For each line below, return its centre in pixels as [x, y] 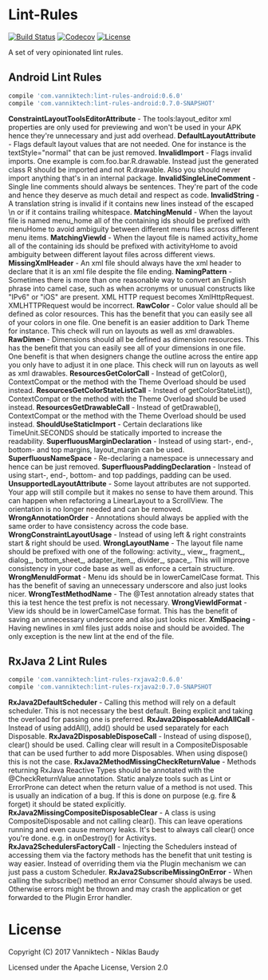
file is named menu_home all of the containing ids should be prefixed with [129, 220]
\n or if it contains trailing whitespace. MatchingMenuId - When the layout [130, 212]
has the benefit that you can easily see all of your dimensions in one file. [127, 347]
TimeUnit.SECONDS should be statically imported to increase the [115, 432]
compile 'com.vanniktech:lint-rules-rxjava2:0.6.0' [96, 680]
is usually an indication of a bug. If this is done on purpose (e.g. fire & [122, 796]
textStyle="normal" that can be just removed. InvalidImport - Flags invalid [130, 153]
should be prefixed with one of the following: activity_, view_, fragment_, [127, 551]
